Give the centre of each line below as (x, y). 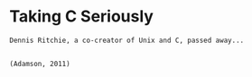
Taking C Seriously (81, 17)
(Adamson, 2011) (40, 64)
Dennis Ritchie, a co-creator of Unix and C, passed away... (127, 40)
